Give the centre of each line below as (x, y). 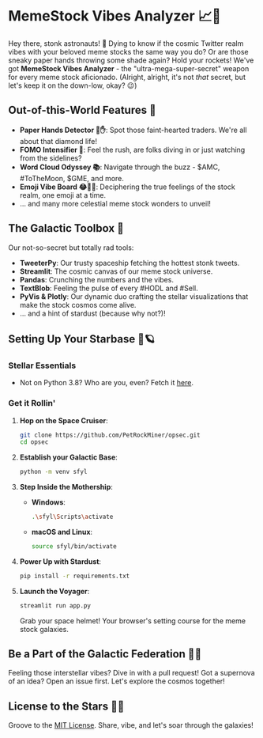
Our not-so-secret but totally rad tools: (71, 248)
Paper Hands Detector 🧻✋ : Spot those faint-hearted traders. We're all (133, 130)
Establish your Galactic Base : (69, 457)
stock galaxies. (44, 629)
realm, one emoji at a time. (63, 195)
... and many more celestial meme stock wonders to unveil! (115, 203)
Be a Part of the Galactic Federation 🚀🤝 (105, 654)
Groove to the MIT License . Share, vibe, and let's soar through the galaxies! (131, 725)
